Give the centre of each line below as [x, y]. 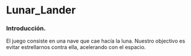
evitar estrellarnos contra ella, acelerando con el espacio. [76, 47]
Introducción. [26, 29]
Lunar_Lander [41, 10]
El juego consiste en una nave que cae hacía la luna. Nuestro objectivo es [96, 41]
